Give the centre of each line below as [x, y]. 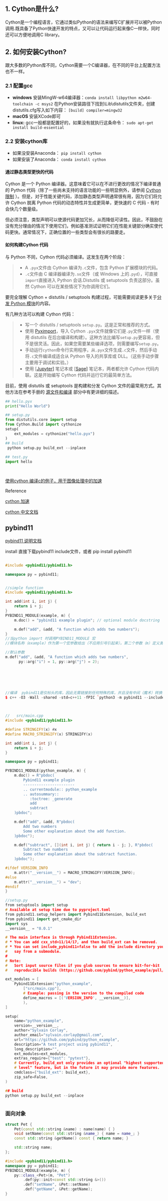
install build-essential [38, 128]
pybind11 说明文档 [23, 540]
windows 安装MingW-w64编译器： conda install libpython [74, 97]
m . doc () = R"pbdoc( [34, 776]
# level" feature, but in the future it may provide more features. [87, 1068]
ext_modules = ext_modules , [41, 1054]
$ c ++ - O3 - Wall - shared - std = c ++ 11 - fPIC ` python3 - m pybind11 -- [77, 697]
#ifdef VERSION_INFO [27, 868]
